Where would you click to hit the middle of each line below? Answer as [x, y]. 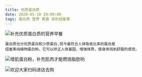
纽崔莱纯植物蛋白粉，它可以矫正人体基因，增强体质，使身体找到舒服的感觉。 [72, 49]
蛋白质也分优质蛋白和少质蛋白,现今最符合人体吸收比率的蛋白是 [60, 44]
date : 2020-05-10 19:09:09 [33, 14]
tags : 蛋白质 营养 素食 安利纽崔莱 [38, 19]
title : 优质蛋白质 [22, 10]
